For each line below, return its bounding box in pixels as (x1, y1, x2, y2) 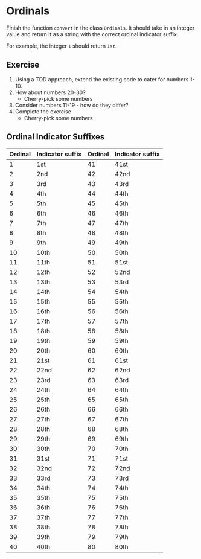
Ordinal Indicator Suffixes (6, 132, 105, 142)
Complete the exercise (14, 107, 71, 115)
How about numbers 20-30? (14, 89, 86, 96)
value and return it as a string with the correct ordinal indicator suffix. (6, 30, 179, 37)
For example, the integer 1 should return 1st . (6, 42, 117, 50)
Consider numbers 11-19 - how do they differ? (14, 101, 129, 109)
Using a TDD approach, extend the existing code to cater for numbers (14, 75, 189, 83)
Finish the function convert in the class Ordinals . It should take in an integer (6, 24, 195, 31)
